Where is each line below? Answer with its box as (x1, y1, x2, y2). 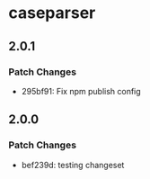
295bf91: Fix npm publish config (21, 85, 141, 96)
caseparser (8, 3, 96, 23)
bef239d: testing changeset (21, 159, 125, 170)
